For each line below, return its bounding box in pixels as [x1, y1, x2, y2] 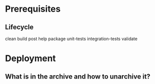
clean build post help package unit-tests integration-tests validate [5, 36, 138, 42]
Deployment [5, 53, 56, 64]
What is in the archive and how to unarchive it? [5, 72, 151, 81]
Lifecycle [5, 23, 34, 31]
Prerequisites [5, 3, 61, 15]
